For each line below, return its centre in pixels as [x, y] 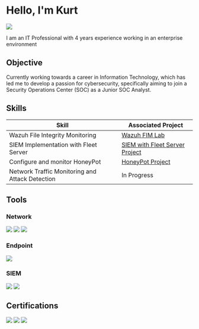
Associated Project [156, 125]
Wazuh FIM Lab [143, 135]
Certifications [32, 306]
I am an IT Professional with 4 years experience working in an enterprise [94, 38]
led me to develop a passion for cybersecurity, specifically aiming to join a [97, 83]
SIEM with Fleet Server [153, 145]
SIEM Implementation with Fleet [53, 145]
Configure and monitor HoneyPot [55, 162]
